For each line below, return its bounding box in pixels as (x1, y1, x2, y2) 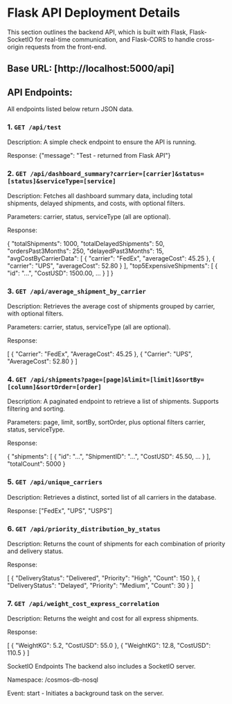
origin (7, 42, 24, 51)
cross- (196, 35, 215, 43)
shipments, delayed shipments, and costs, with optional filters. (7, 199, 186, 207)
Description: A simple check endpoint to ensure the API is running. (7, 138, 197, 147)
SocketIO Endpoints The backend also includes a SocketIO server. (7, 662, 196, 671)
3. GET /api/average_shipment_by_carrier (7, 286, 147, 296)
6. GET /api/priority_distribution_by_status (7, 523, 161, 533)
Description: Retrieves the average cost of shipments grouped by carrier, (7, 302, 215, 311)
